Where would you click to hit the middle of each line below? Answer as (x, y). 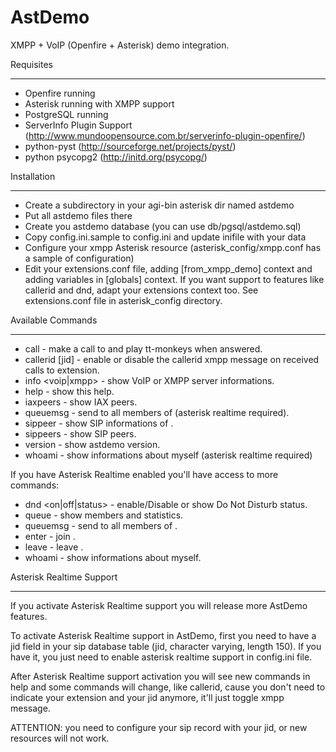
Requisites (31, 64)
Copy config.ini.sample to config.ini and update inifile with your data (165, 237)
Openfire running (60, 93)
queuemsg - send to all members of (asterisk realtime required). (157, 412)
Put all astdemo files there (78, 215)
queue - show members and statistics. (104, 515)
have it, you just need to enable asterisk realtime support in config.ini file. (161, 657)
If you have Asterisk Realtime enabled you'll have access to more (144, 474)
